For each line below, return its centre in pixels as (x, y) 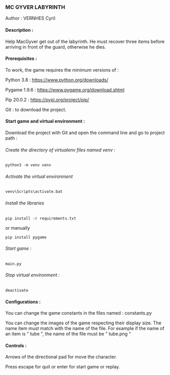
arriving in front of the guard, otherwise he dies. (56, 47)
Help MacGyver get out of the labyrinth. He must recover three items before (85, 41)
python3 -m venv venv (28, 165)
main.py (14, 264)
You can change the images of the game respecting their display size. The (83, 323)
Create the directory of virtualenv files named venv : (60, 150)
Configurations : (23, 302)
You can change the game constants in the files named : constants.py (79, 313)
